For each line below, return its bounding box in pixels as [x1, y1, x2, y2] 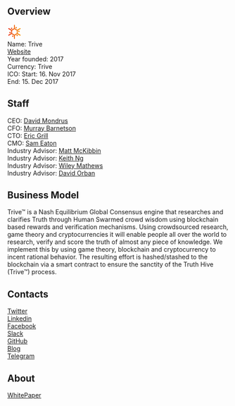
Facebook [7, 322, 37, 331]
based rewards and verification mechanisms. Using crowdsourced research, [7, 223, 229, 231]
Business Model [7, 190, 80, 202]
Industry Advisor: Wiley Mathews [7, 161, 103, 170]
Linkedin [7, 314, 32, 323]
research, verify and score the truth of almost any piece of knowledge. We [7, 238, 223, 246]
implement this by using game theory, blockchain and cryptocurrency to [7, 245, 216, 254]
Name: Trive [7, 39, 43, 48]
